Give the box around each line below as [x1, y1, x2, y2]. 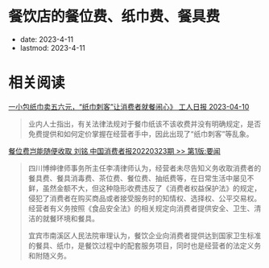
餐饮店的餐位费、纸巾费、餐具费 [8, 7, 221, 26]
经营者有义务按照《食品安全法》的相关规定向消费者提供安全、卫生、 [27, 203, 255, 213]
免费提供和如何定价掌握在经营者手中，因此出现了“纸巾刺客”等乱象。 [27, 129, 254, 138]
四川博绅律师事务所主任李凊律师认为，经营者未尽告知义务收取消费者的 [27, 163, 262, 173]
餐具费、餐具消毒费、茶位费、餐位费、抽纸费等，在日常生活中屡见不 [27, 173, 255, 183]
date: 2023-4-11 [19, 34, 74, 44]
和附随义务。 [27, 250, 71, 260]
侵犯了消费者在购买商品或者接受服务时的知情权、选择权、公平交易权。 [27, 193, 262, 203]
